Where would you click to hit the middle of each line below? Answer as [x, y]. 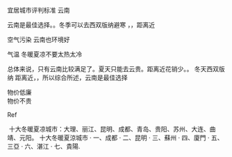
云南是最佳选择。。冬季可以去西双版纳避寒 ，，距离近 [81, 25]
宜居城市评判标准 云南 [39, 10]
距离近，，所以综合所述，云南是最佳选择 [71, 77]
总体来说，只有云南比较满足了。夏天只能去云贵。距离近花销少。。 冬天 [107, 69]
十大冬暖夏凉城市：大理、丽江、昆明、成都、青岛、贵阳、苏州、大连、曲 [112, 129]
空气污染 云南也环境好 [39, 39]
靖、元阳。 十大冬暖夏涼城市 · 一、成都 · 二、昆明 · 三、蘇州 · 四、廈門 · [108, 138]
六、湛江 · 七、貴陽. [52, 146]
